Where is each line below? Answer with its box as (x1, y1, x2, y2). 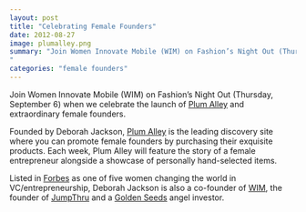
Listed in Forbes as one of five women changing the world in (9, 172, 237, 183)
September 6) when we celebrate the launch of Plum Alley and (9, 98, 244, 109)
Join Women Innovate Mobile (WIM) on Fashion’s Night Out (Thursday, (9, 88, 274, 100)
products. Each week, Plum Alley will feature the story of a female (9, 145, 257, 156)
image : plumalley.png (9, 38, 92, 48)
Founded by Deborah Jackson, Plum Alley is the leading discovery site (9, 126, 274, 136)
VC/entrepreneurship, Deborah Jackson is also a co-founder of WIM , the (9, 182, 282, 193)
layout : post (9, 13, 59, 23)
